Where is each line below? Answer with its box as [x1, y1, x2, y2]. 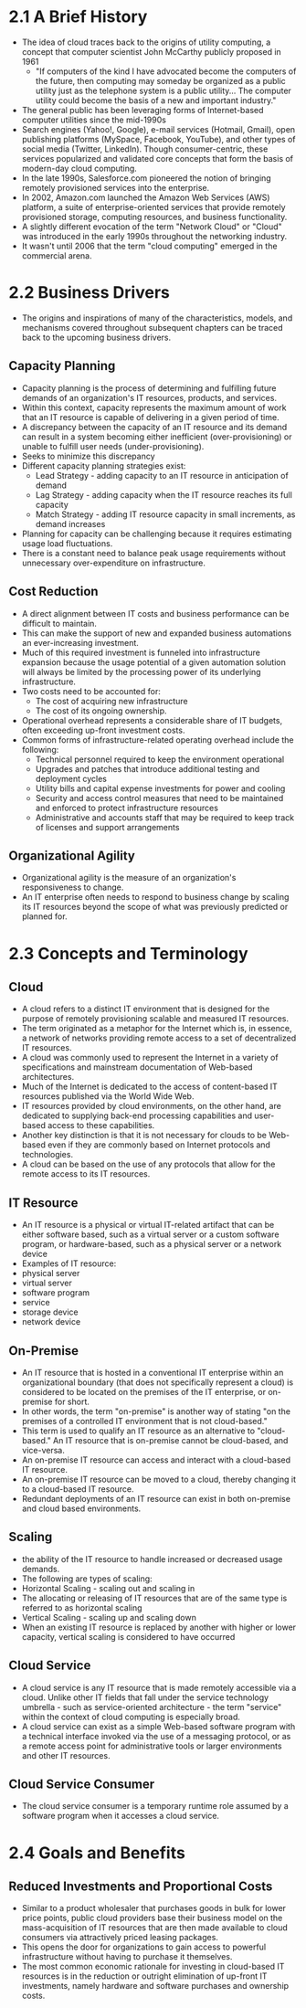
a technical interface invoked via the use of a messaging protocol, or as [21, 1730, 291, 1741]
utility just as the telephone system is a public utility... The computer [35, 85, 291, 96]
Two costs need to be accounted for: [21, 685, 161, 696]
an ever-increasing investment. [21, 637, 139, 648]
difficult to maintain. [21, 618, 98, 629]
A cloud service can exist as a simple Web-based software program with [21, 1720, 296, 1732]
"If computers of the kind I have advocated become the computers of [35, 66, 297, 77]
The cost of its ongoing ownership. [35, 705, 167, 716]
